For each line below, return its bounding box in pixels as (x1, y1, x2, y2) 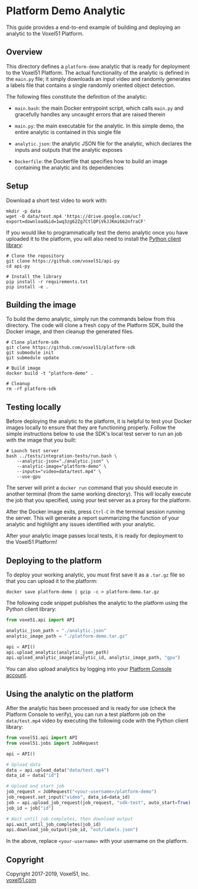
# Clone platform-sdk (6, 340, 60, 346)
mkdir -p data (6, 208, 41, 214)
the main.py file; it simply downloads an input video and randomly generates (6, 75, 191, 82)
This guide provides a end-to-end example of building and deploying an (6, 24, 181, 31)
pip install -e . (6, 284, 49, 290)
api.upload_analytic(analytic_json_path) (6, 649, 110, 655)
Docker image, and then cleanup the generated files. (6, 328, 134, 335)
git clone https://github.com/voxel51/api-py (6, 258, 120, 264)
